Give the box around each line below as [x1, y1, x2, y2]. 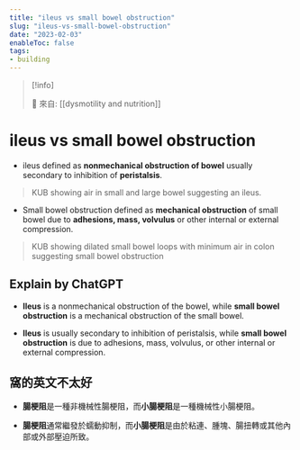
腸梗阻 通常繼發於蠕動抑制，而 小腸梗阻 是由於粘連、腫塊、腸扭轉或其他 [22, 419, 284, 430]
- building [9, 55, 50, 64]
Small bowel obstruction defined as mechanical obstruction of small [22, 204, 278, 215]
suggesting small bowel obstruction [31, 250, 164, 261]
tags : [9, 47, 30, 56]
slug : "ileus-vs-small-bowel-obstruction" [9, 22, 171, 31]
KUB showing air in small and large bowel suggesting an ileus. [31, 186, 262, 198]
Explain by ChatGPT [9, 276, 124, 292]
